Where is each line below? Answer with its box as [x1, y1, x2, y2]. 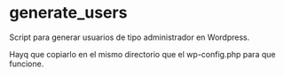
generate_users [9, 3, 128, 23]
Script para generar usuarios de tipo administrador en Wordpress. [9, 32, 250, 42]
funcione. [9, 58, 44, 69]
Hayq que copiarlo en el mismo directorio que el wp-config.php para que [9, 49, 276, 59]
